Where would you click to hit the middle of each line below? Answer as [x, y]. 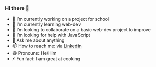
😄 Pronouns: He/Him [34, 53]
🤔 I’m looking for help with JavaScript [51, 35]
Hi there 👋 [17, 8]
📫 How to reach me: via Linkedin [47, 46]
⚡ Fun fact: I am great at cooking [46, 59]
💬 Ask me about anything [38, 40]
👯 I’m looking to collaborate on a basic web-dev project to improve [82, 30]
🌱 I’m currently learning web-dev [46, 24]
